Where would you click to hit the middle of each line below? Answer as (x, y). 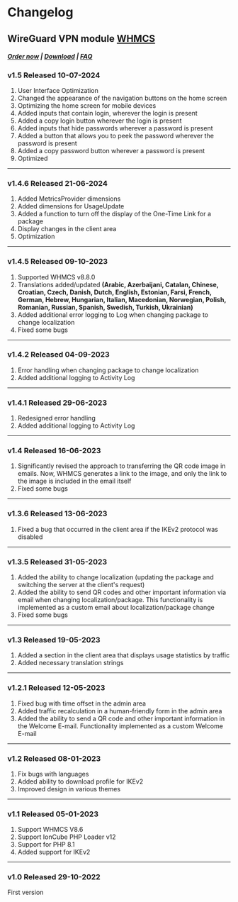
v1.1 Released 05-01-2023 (53, 814)
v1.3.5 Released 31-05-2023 (57, 562)
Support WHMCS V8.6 (50, 830)
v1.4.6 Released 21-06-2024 (57, 183)
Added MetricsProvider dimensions (69, 199)
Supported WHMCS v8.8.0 (56, 277)
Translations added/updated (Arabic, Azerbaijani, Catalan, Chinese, (118, 284)
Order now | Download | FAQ (50, 57)
